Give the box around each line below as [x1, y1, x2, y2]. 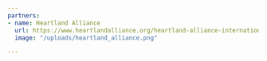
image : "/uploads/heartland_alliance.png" [14, 33, 158, 42]
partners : [7, 11, 41, 20]
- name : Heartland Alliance [7, 19, 101, 27]
